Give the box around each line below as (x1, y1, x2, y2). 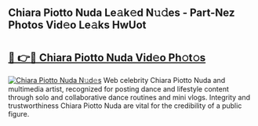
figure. (8, 110, 30, 118)
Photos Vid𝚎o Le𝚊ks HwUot (8, 19, 147, 32)
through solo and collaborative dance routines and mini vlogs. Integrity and (8, 93, 251, 102)
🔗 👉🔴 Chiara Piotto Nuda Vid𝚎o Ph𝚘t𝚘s (8, 51, 206, 64)
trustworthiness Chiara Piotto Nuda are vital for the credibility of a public (8, 101, 242, 110)
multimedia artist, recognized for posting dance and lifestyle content (8, 85, 230, 93)
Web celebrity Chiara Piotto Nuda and (103, 76, 226, 85)
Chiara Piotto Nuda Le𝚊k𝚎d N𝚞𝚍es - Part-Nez (8, 6, 235, 20)
